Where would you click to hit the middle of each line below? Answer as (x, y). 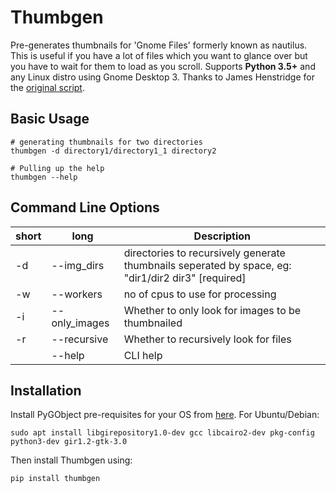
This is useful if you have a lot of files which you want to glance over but (159, 55)
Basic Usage (50, 119)
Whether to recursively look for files (207, 339)
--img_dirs (78, 265)
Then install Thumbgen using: (71, 460)
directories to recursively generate (204, 253)
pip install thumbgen (55, 479)
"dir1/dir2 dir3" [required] (185, 278)
